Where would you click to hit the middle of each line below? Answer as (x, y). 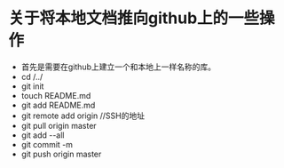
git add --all (43, 135)
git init (32, 86)
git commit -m (47, 144)
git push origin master (61, 154)
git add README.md (58, 105)
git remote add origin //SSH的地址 (83, 116)
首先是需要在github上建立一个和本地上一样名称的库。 (118, 67)
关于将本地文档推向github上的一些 (134, 18)
